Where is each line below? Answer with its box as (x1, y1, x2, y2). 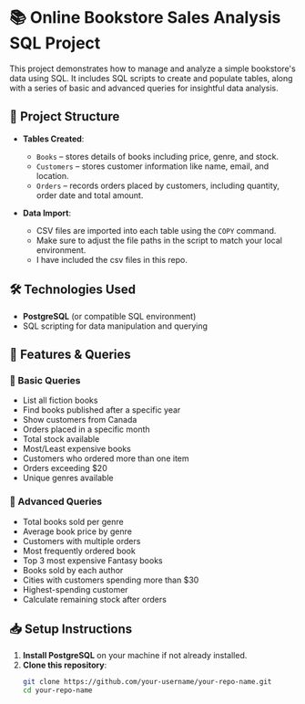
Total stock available (22, 434, 100, 445)
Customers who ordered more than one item (22, 453, 189, 464)
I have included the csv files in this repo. (36, 254, 188, 265)
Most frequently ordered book (22, 545, 137, 556)
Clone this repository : (22, 659, 107, 671)
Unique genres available (22, 472, 114, 484)
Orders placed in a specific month (22, 424, 150, 435)
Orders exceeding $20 (22, 463, 107, 474)
